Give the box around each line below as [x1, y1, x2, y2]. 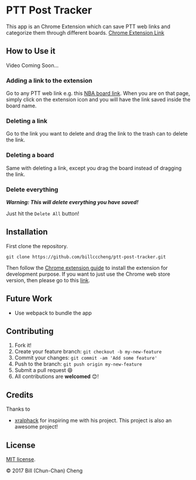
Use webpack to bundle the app [14, 309, 92, 316]
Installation [6, 227, 48, 237]
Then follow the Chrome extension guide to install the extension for [6, 264, 168, 271]
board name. [6, 102, 37, 109]
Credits [6, 390, 34, 400]
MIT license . [6, 456, 36, 462]
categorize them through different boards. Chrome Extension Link [6, 29, 165, 36]
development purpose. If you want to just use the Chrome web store [6, 271, 171, 278]
